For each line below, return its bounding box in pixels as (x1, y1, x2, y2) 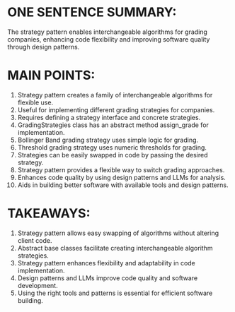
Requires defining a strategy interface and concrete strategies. (17, 113, 201, 121)
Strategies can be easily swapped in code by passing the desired (17, 150, 208, 159)
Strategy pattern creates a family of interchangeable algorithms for (17, 90, 213, 99)
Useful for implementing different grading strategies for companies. (17, 105, 215, 114)
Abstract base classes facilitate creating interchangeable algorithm (17, 244, 213, 252)
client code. (17, 236, 52, 244)
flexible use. (17, 98, 54, 107)
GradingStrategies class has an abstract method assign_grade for (17, 121, 209, 129)
